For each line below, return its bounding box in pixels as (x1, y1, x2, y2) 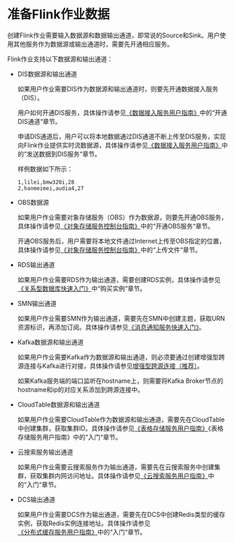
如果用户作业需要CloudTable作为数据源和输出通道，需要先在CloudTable (17, 415, 225, 423)
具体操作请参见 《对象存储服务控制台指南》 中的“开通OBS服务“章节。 (17, 222, 214, 230)
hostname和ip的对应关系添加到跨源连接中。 (17, 385, 144, 394)
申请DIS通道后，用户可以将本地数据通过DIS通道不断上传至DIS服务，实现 (17, 132, 227, 141)
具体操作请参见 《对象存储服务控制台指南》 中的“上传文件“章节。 (17, 245, 202, 254)
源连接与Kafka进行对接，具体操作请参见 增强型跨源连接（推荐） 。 (17, 362, 203, 370)
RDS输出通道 (17, 260, 55, 269)
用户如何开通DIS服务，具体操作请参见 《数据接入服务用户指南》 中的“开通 (17, 108, 227, 117)
